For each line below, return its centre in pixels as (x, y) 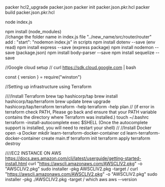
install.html (16, 164)
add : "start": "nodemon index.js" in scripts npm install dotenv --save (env (80, 42)
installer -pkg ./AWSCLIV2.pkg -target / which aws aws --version (71, 179)
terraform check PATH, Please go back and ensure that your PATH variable (81, 112)
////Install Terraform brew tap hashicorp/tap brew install (62, 96)
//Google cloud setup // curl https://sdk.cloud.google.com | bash (71, 67)
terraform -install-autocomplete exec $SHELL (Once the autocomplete (76, 122)
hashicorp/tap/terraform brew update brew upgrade (58, 101)
